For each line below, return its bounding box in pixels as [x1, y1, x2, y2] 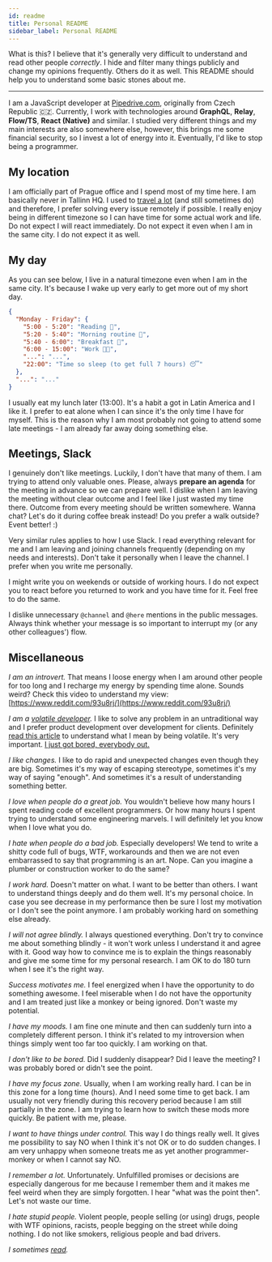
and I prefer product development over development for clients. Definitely [8, 723, 254, 732]
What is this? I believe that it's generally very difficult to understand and [8, 49, 248, 59]
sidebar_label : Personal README [8, 27, 117, 35]
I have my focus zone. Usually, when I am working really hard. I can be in [8, 1079, 252, 1089]
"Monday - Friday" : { [15, 315, 89, 323]
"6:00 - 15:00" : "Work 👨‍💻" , [23, 345, 117, 353]
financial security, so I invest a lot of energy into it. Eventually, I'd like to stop [8, 133, 263, 143]
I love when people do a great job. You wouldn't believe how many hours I [8, 797, 255, 807]
